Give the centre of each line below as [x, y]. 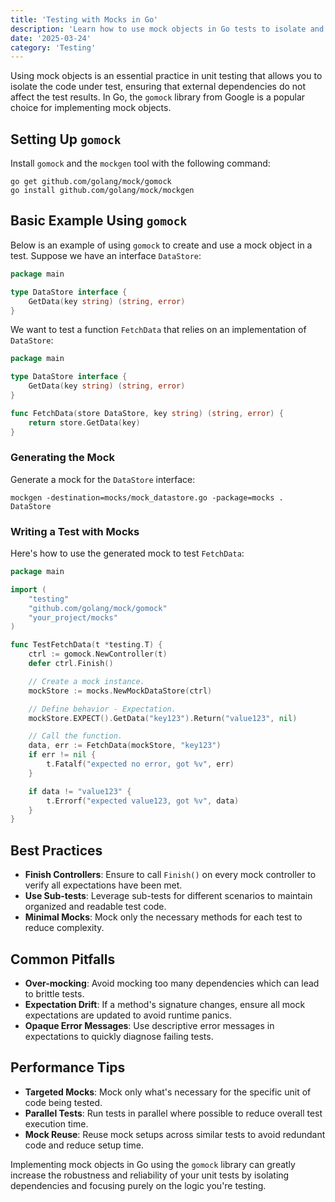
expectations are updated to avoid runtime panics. [128, 1015]
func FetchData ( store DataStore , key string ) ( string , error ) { [147, 413]
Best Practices [56, 850]
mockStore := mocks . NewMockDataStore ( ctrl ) [120, 691]
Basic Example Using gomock [99, 221]
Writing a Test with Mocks [75, 531]
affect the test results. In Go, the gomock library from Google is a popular [158, 97]
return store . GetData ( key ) [84, 422]
